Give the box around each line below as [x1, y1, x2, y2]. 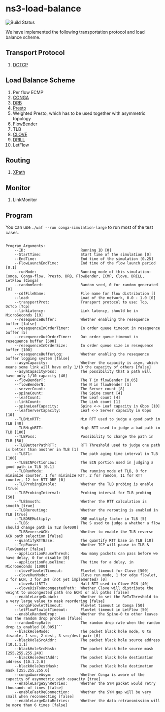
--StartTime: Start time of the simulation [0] [14, 252, 152, 257]
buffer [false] [5, 321, 37, 326]
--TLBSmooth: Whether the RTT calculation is [14, 499, 147, 504]
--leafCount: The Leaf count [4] [14, 395, 121, 400]
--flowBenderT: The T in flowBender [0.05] [14, 378, 138, 383]
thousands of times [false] [5, 685, 64, 690]
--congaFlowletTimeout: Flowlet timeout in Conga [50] [14, 603, 145, 608]
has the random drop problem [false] [5, 616, 83, 621]
